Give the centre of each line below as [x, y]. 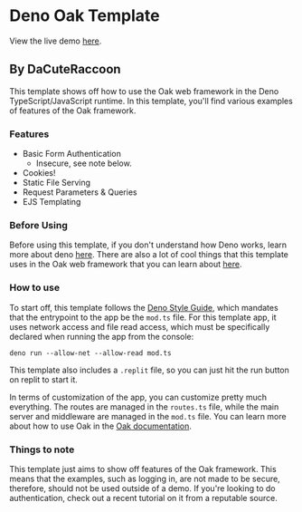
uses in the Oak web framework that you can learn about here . [126, 265]
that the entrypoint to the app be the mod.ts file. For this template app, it [143, 317]
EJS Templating [52, 202]
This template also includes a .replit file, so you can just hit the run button [149, 370]
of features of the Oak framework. [73, 111]
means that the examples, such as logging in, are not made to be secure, [145, 478]
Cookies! [39, 173]
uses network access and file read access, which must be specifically [140, 326]
